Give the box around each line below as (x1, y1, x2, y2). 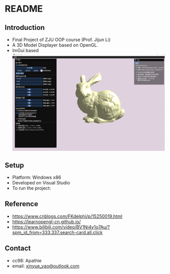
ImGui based (12, 48, 39, 53)
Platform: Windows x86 (12, 174, 61, 180)
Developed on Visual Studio (12, 179, 71, 185)
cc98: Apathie (12, 257, 42, 263)
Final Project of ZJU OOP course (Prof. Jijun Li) (12, 36, 111, 43)
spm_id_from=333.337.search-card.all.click (12, 229, 103, 236)
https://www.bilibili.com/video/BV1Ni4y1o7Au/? (12, 224, 110, 230)
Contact (5, 244, 31, 253)
